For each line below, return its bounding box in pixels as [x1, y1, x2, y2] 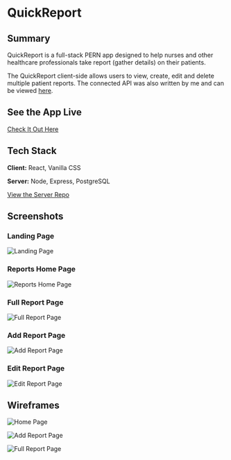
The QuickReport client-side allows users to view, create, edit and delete [7, 71, 215, 80]
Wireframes [7, 399, 60, 411]
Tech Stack [7, 145, 57, 157]
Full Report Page [7, 297, 64, 307]
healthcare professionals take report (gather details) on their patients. [7, 58, 206, 67]
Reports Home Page [7, 264, 76, 274]
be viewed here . [7, 87, 53, 94]
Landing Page [7, 231, 55, 241]
